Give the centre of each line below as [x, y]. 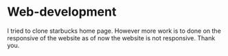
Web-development [62, 12]
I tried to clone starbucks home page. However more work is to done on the [114, 31]
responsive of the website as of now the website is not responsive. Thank [111, 38]
